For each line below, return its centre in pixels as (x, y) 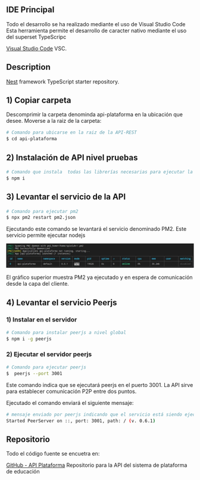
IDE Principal (30, 10)
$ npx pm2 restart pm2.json (41, 218)
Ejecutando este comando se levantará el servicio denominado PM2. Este (96, 229)
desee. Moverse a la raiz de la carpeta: (54, 121)
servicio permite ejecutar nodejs (46, 236)
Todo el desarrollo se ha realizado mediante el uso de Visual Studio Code (96, 24)
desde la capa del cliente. (38, 284)
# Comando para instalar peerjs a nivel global (66, 332)
